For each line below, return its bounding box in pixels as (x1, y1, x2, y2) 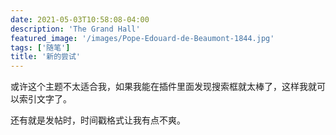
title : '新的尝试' (10, 52, 82, 62)
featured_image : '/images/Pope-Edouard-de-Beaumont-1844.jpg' (10, 33, 275, 43)
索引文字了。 (18, 93, 72, 105)
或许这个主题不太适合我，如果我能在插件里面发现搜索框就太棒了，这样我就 (10, 81, 317, 93)
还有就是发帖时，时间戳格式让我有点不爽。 (10, 114, 186, 126)
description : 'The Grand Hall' (10, 24, 141, 34)
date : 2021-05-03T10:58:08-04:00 (10, 14, 150, 25)
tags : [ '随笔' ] (10, 42, 71, 53)
